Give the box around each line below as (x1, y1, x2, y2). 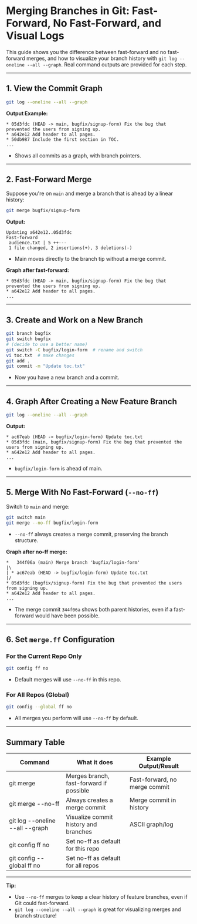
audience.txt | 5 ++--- (8, 240, 67, 246)
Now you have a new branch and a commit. (14, 374, 120, 381)
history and (66, 821, 97, 829)
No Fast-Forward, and (52, 16, 162, 30)
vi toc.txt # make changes (6, 352, 75, 358)
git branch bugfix (6, 331, 51, 337)
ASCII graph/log (129, 821, 174, 829)
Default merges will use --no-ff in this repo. (14, 676, 121, 683)
